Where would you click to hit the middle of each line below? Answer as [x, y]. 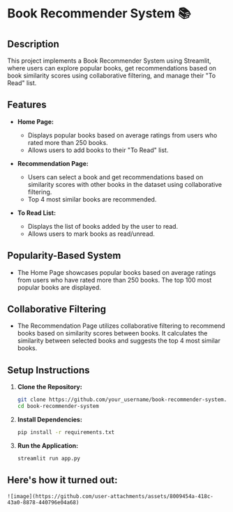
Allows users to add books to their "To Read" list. [98, 150]
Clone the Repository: [50, 387]
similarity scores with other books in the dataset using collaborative [125, 184]
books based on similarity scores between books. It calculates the [112, 333]
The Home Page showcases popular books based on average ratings [116, 272]
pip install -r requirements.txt [66, 432]
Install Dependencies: [50, 420]
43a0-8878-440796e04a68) [43, 502]
